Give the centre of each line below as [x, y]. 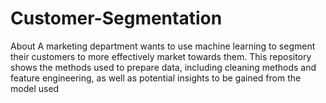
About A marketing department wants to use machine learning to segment [163, 46]
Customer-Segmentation [116, 18]
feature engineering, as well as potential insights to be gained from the [156, 78]
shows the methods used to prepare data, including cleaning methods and [163, 67]
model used [35, 88]
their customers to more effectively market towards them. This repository [161, 56]
